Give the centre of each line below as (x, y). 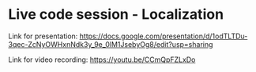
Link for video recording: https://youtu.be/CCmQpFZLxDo (102, 59)
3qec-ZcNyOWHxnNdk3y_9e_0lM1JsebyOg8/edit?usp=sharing (111, 44)
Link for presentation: (43, 36)
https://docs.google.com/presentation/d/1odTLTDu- (164, 36)
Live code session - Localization (116, 14)
